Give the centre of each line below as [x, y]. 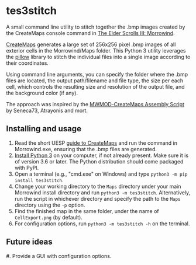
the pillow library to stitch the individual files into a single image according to [98, 57]
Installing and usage [44, 129]
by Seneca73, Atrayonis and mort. [47, 110]
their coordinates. [27, 63]
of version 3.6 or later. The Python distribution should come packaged [99, 161]
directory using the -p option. [50, 205]
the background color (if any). [42, 93]
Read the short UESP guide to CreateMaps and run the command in [96, 143]
